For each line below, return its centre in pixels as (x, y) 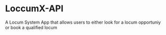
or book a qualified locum (31, 27)
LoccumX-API (34, 9)
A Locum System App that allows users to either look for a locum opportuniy (83, 22)
